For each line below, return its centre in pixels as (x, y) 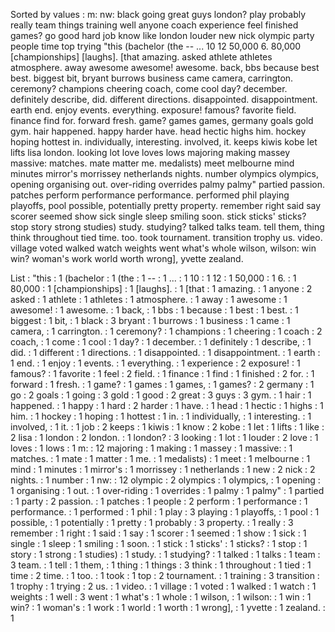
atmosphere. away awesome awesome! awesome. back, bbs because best (165, 67)
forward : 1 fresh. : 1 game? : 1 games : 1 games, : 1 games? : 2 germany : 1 (162, 384)
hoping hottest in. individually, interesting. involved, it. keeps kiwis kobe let (164, 142)
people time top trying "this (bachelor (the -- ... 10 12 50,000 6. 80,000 (156, 46)
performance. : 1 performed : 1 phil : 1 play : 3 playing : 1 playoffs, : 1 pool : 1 (165, 512)
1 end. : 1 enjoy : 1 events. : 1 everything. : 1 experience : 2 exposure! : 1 (155, 363)
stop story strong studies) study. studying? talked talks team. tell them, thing (167, 227)
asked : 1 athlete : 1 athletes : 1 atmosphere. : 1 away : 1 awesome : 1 (149, 299)
